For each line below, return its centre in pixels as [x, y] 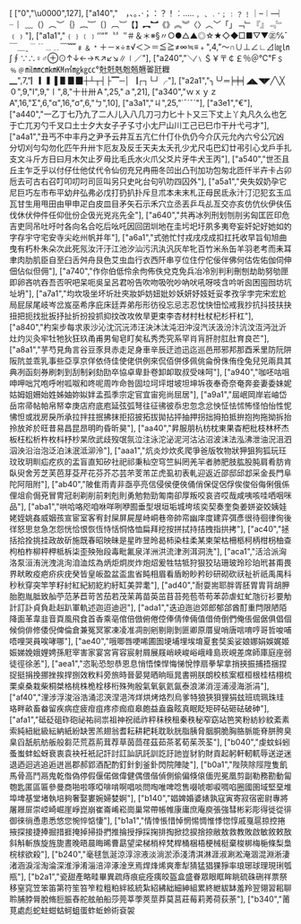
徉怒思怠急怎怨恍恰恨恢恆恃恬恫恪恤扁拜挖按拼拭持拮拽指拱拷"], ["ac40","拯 [149, 529]
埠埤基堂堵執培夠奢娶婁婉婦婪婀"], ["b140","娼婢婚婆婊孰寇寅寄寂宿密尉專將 [149, 798]
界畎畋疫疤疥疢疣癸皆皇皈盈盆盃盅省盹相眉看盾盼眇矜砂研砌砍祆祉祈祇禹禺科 [150, 574]
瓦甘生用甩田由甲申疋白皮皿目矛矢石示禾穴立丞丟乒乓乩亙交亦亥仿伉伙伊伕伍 [150, 204]
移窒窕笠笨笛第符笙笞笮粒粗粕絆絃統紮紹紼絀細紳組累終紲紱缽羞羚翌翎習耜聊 [150, 888]
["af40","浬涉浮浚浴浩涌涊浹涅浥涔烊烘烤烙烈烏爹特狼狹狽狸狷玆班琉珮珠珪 [147, 697]
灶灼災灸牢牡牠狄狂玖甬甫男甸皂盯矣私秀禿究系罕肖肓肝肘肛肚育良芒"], [139, 338]
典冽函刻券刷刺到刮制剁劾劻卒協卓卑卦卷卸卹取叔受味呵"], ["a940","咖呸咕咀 [150, 372]
